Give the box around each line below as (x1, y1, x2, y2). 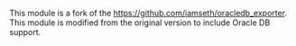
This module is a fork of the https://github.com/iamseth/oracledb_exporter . (9, 8, 287, 18)
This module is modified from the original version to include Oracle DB (9, 17, 271, 28)
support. (9, 27, 42, 37)
